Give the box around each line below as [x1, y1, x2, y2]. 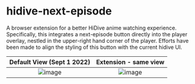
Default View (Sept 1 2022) [9, 57, 91, 66]
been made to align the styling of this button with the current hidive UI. [6, 44, 183, 51]
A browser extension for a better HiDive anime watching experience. [6, 24, 177, 31]
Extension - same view [96, 57, 165, 66]
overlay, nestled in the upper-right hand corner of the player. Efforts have [6, 37, 189, 44]
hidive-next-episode [6, 4, 112, 18]
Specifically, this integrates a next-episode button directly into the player [6, 30, 188, 37]
